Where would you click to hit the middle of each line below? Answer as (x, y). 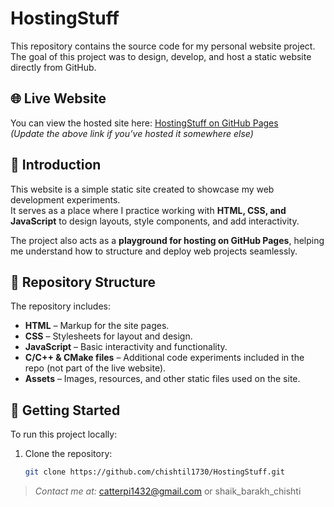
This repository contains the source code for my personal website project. (163, 46)
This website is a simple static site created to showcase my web (142, 189)
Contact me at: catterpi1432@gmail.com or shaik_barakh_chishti (168, 491)
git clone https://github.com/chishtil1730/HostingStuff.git (155, 472)
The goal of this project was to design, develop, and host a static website (161, 56)
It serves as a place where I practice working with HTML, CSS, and (148, 210)
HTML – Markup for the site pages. (97, 326)
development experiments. (65, 199)
